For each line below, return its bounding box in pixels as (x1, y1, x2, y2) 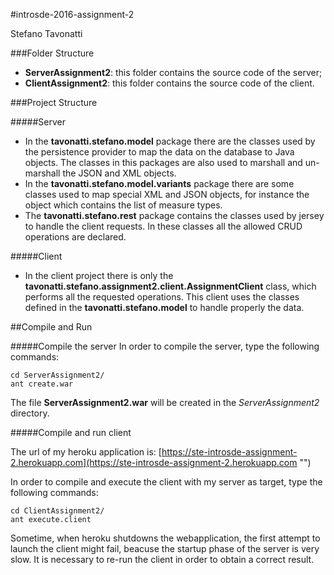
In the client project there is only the (24, 270, 174, 281)
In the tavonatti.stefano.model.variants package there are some (24, 178, 295, 189)
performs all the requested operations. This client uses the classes (24, 291, 300, 303)
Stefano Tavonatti (10, 28, 83, 39)
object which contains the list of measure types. (24, 199, 223, 211)
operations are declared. (24, 231, 127, 243)
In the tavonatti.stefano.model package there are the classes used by (24, 135, 316, 147)
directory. (10, 407, 50, 419)
